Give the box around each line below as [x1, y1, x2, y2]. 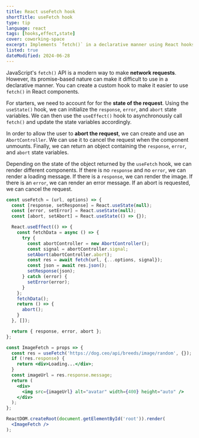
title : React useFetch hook [6, 8, 76, 15]
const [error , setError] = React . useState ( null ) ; [11, 208, 136, 214]
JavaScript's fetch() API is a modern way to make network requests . [6, 69, 176, 76]
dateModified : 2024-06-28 [6, 53, 70, 59]
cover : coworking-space [6, 36, 65, 42]
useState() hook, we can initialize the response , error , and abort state [6, 105, 176, 113]
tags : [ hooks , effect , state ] [6, 31, 76, 37]
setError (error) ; [27, 279, 70, 285]
